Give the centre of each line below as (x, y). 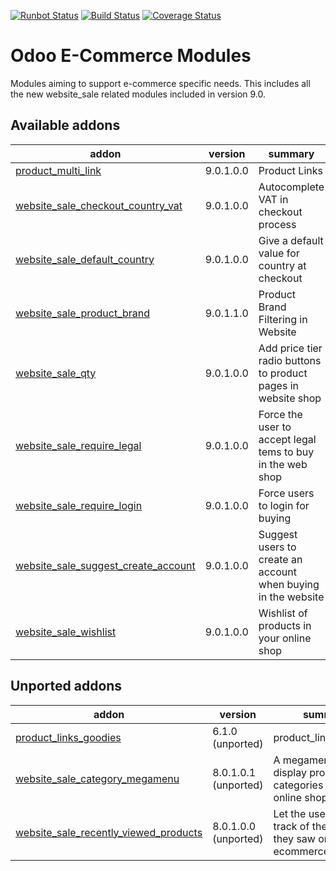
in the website (291, 597)
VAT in (273, 199)
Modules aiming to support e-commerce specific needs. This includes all (160, 83)
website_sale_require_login (79, 505)
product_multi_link (58, 170)
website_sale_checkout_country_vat (99, 205)
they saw (294, 838)
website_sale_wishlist (66, 632)
